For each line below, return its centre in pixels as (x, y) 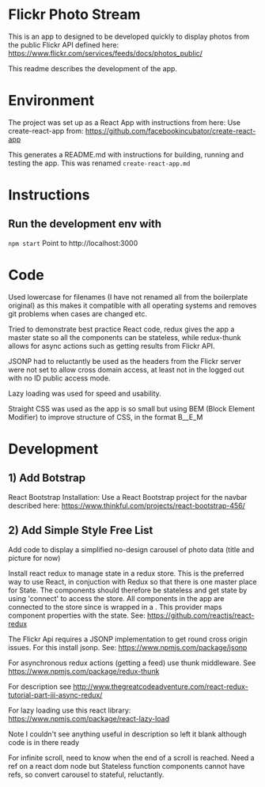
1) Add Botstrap (47, 478)
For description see (40, 687)
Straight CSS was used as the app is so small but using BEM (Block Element (132, 408)
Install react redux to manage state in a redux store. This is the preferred (126, 573)
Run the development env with (85, 224)
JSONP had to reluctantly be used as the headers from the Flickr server (125, 361)
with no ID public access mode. (59, 378)
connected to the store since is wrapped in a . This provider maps (115, 607)
